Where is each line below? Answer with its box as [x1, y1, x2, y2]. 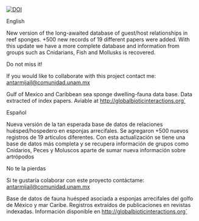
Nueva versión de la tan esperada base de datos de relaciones [6, 121, 163, 128]
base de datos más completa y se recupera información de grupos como [6, 140, 189, 147]
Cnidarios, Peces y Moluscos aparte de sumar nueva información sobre [6, 147, 186, 153]
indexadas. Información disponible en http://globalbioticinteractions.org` [6, 208, 187, 215]
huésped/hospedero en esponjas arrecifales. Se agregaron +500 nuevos [6, 127, 189, 134]
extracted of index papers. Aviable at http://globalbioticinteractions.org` [6, 97, 186, 104]
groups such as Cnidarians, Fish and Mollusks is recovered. [6, 49, 156, 56]
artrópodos [6, 153, 35, 160]
